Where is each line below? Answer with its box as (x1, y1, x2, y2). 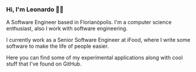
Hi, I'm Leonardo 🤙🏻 (6, 5, 64, 14)
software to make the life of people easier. (6, 42, 109, 50)
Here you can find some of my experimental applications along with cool (6, 54, 183, 61)
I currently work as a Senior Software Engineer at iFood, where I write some (6, 37, 191, 44)
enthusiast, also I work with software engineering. (6, 25, 128, 32)
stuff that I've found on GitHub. (6, 60, 82, 67)
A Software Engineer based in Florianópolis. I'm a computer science (6, 19, 172, 26)
